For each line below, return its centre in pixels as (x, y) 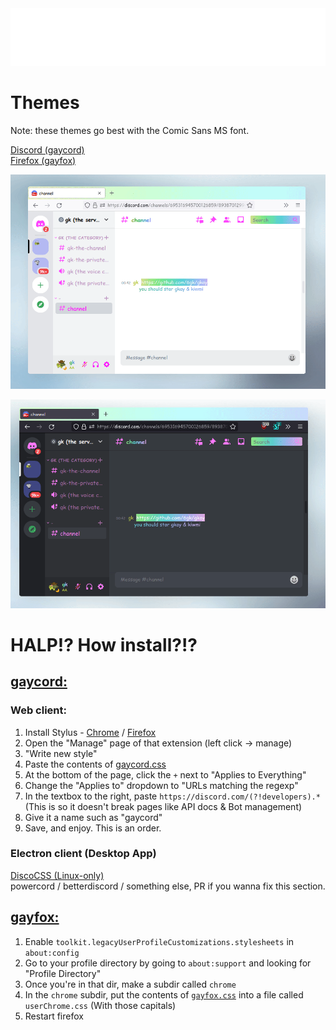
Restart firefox (54, 1016)
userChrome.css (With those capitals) (100, 1005)
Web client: (38, 710)
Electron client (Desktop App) (83, 854)
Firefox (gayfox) (43, 160)
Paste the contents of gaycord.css (95, 764)
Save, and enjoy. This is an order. (93, 828)
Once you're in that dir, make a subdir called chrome (130, 984)
